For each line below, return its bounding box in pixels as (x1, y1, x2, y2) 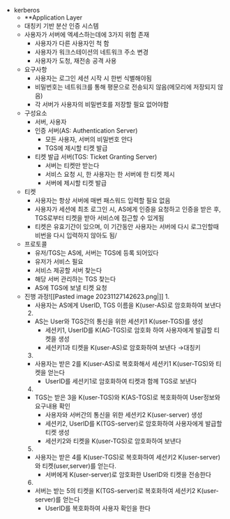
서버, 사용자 (34, 118, 67, 126)
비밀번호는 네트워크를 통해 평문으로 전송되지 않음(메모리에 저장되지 (34, 83, 216, 91)
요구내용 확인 (34, 402, 71, 410)
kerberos (13, 6, 40, 14)
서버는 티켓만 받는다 (45, 161, 100, 170)
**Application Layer (24, 13, 82, 22)
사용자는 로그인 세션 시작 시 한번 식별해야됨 (34, 74, 152, 82)
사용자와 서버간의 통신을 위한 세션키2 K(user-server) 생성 (45, 411, 203, 418)
